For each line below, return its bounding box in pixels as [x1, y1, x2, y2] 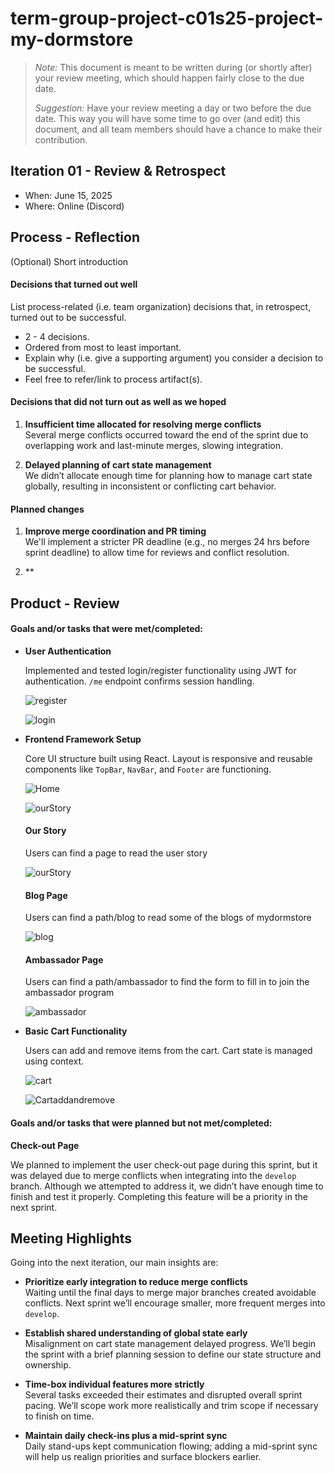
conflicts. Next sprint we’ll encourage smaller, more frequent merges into [24, 1297, 326, 1309]
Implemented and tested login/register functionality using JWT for [24, 664, 297, 676]
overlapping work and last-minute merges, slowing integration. [24, 439, 284, 451]
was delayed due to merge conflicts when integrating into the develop [10, 1169, 297, 1181]
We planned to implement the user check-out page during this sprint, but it [10, 1158, 318, 1171]
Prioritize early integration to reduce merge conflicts [24, 1276, 248, 1288]
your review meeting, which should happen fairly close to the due [34, 72, 305, 84]
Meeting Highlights [10, 1230, 133, 1247]
